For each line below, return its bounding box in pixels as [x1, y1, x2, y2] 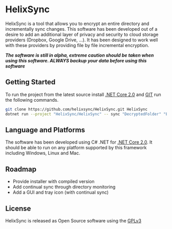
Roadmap [5, 165, 37, 173]
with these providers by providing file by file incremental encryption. [5, 42, 149, 48]
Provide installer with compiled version [12, 178, 95, 185]
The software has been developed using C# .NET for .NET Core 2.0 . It [5, 139, 153, 145]
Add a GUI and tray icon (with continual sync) [12, 189, 109, 195]
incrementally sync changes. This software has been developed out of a [5, 26, 158, 32]
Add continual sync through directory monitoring [12, 184, 116, 190]
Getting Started [5, 78, 56, 86]
